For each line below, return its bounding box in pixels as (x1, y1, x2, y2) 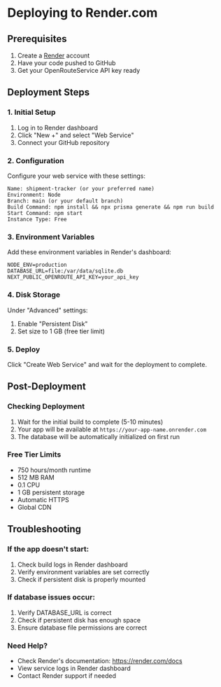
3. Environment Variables (7, 232, 95, 242)
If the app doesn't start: (7, 544, 90, 554)
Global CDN (17, 503, 52, 511)
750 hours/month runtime (17, 466, 92, 474)
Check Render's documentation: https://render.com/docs (17, 657, 183, 665)
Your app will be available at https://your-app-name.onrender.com (17, 425, 207, 433)
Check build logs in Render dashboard (17, 560, 128, 569)
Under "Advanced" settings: (7, 306, 88, 314)
